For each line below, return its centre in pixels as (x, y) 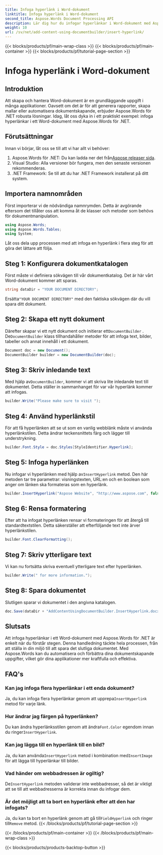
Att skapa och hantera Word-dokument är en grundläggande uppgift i (74, 101)
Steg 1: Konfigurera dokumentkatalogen (67, 264)
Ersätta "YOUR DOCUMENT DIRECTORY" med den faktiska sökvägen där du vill (78, 299)
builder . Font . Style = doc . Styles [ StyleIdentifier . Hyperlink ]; (69, 447)
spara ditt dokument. (26, 304)
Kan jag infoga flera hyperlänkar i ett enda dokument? (70, 688)
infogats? (16, 808)
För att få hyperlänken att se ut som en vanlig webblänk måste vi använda (79, 428)
